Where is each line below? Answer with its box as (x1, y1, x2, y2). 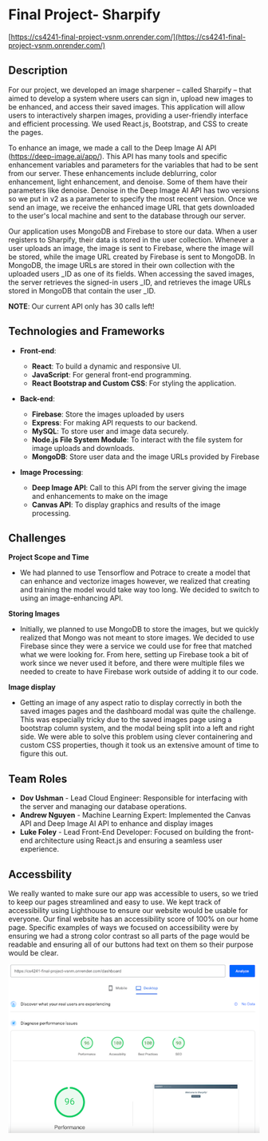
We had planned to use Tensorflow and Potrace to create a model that (19, 568, 251, 577)
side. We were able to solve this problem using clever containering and (19, 732, 253, 741)
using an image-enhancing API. (19, 593, 124, 603)
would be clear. (8, 948, 59, 957)
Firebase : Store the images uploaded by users (31, 409, 185, 419)
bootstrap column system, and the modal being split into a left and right (19, 724, 255, 733)
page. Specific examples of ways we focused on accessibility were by (8, 923, 239, 932)
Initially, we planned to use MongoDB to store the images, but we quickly (19, 624, 259, 634)
